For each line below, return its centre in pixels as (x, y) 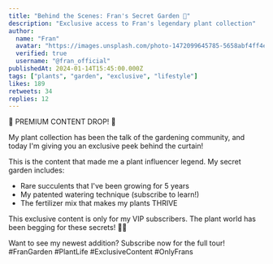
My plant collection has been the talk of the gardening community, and (127, 138)
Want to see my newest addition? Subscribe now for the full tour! (117, 243)
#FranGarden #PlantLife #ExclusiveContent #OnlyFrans (101, 252)
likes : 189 (27, 83)
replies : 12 (28, 99)
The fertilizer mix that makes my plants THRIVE (99, 203)
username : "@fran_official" (63, 62)
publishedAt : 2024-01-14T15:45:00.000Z (76, 69)
